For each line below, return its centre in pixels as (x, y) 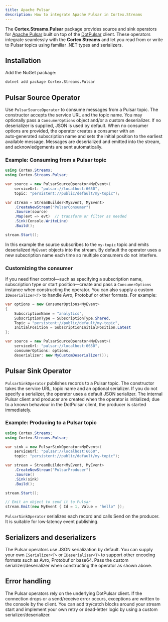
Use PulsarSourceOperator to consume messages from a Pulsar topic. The (82, 109)
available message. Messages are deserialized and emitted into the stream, (83, 142)
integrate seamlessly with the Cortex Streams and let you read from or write (84, 39)
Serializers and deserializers (51, 537)
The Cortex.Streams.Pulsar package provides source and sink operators (81, 29)
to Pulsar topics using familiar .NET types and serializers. (64, 45)
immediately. (18, 410)
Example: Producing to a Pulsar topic (51, 423)
